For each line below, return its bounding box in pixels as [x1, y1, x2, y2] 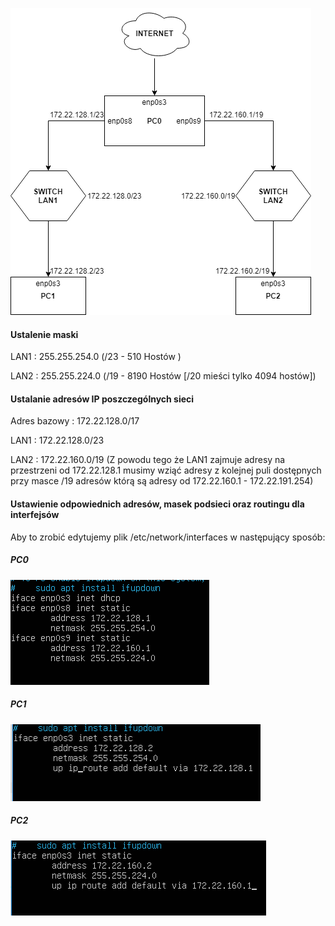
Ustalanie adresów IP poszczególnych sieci [10, 393, 195, 405]
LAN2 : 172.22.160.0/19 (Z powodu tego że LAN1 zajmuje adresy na [10, 454, 286, 466]
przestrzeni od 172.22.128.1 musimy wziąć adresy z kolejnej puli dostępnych [10, 464, 322, 477]
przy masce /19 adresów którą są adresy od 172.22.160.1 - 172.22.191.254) [10, 475, 314, 487]
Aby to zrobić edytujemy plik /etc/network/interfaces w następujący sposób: [10, 531, 326, 543]
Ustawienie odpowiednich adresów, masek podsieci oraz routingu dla [10, 498, 305, 510]
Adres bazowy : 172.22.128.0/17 [10, 415, 140, 427]
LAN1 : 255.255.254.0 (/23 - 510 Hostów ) [10, 351, 182, 363]
